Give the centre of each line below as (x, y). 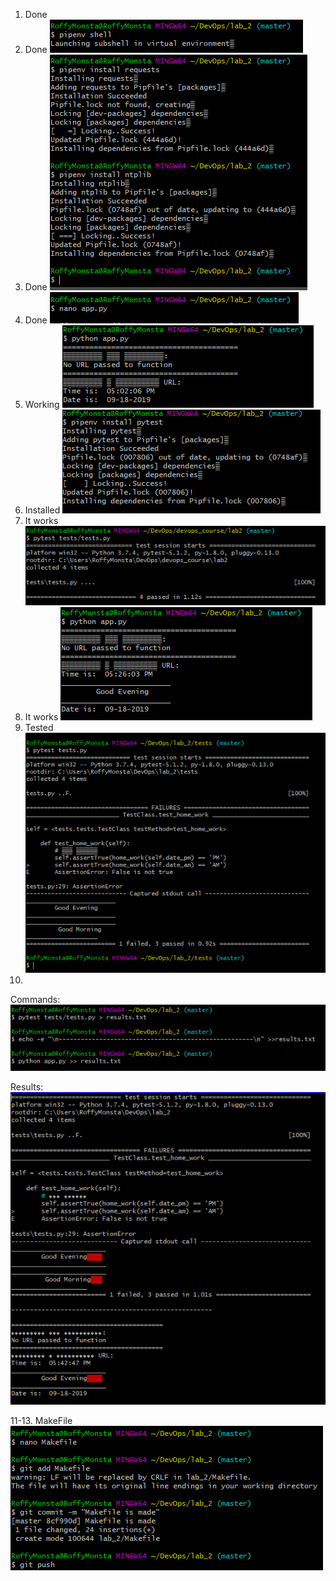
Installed (42, 510)
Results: (27, 1087)
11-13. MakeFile (41, 1420)
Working (42, 404)
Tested (39, 727)
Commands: (35, 999)
